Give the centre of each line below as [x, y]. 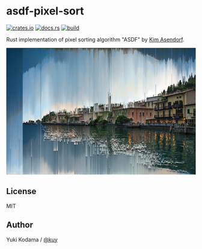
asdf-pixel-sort [45, 11]
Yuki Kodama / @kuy [32, 239]
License [21, 191]
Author [20, 225]
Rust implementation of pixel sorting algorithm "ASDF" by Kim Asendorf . [95, 39]
